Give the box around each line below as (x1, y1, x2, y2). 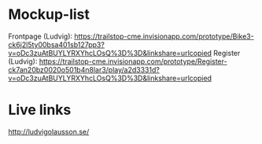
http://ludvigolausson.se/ (8, 127, 90, 136)
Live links (8, 101, 72, 119)
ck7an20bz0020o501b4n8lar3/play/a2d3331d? (8, 65, 160, 74)
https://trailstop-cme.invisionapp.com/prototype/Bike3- (74, 31, 254, 41)
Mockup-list (8, 6, 90, 24)
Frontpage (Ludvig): (8, 31, 73, 41)
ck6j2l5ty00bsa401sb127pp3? (8, 39, 105, 49)
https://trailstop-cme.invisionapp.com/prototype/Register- (39, 57, 227, 66)
